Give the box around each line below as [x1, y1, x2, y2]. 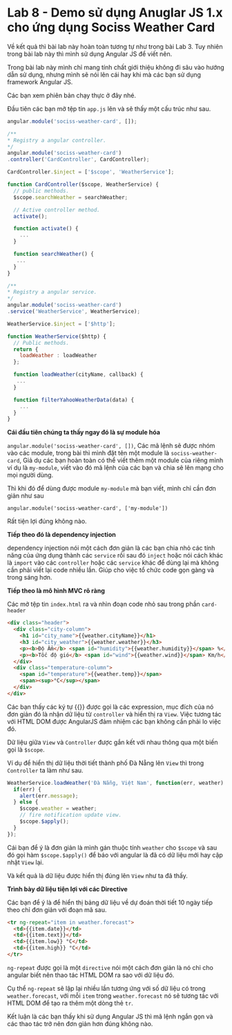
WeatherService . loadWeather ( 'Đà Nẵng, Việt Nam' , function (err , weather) [7, 779, 224, 786]
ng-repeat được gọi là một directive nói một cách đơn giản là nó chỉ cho [7, 963, 214, 971]
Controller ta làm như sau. [7, 766, 84, 775]
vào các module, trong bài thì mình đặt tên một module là [7, 449, 170, 457]
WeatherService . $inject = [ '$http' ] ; [7, 320, 116, 327]
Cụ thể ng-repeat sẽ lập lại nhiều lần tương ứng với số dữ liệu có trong [7, 984, 206, 992]
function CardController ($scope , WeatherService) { [7, 181, 159, 188]
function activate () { [13, 225, 79, 232]
